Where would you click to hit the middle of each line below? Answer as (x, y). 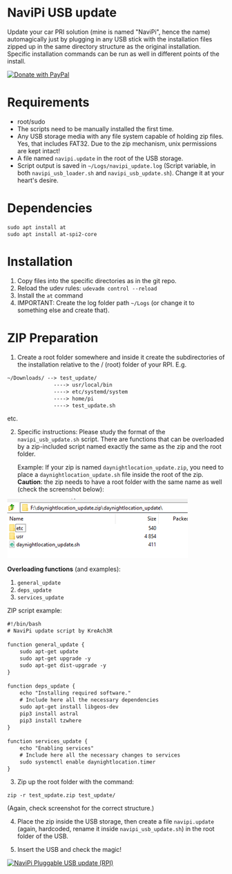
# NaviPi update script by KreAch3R (60, 631)
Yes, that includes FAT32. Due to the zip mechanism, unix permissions (117, 144)
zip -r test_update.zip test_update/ (61, 795)
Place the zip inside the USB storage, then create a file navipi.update (116, 821)
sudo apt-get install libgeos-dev (69, 707)
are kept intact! (39, 150)
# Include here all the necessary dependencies (89, 700)
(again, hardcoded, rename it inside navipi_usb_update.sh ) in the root (116, 828)
